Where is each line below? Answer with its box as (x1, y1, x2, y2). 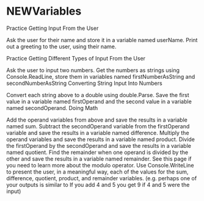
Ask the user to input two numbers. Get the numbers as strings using (6, 66, 180, 74)
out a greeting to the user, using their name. (6, 43, 117, 50)
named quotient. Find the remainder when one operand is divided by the (6, 148, 188, 156)
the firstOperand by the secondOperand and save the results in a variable (6, 142, 191, 149)
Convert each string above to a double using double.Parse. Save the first (6, 91, 189, 98)
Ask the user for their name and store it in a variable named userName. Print (6, 36, 198, 43)
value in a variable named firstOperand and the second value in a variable (6, 98, 192, 105)
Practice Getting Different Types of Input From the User (6, 54, 145, 62)
